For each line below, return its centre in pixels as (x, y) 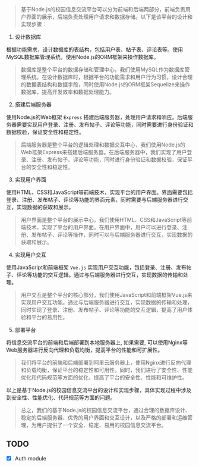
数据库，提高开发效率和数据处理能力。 (67, 92)
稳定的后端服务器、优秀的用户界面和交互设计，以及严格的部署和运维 (104, 418)
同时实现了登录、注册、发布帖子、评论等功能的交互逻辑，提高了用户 (104, 310)
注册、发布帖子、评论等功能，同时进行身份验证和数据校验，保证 (109, 159)
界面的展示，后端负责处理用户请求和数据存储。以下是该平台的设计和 (109, 17)
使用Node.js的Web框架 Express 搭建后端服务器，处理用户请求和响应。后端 (97, 117)
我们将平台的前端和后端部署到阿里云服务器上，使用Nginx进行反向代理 (106, 363)
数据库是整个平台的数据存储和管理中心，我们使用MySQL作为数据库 (102, 70)
